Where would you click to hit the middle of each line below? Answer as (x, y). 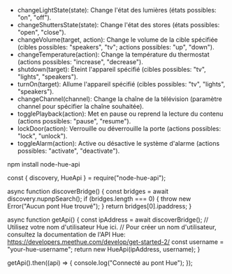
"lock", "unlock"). (42, 136)
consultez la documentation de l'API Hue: (66, 234)
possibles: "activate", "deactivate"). (68, 151)
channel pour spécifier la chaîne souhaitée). (81, 106)
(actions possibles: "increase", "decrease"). (80, 62)
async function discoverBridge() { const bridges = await (88, 191)
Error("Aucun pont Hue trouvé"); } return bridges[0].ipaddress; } (100, 206)
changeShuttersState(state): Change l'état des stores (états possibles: (118, 25)
